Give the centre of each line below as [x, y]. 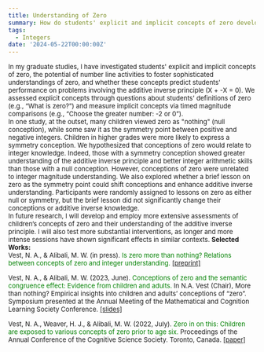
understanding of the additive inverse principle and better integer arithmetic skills [130, 161]
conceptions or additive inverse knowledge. [74, 208]
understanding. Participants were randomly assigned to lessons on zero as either [130, 192]
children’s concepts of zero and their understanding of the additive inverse [120, 224]
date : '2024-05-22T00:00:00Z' [58, 45]
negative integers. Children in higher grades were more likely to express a [119, 137]
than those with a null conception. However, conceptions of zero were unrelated [128, 169]
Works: [20, 247]
